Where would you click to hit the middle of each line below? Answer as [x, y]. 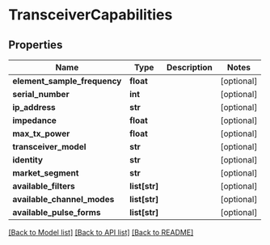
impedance [34, 120]
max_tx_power [41, 133]
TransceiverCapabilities [91, 15]
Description [190, 68]
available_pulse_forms [57, 212]
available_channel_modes [63, 199]
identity [27, 160]
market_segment [46, 173]
